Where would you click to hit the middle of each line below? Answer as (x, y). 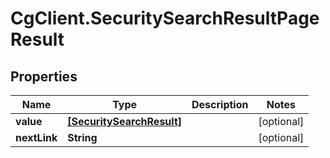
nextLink (36, 137)
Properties (44, 76)
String (82, 137)
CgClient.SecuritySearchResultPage (165, 18)
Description (220, 104)
